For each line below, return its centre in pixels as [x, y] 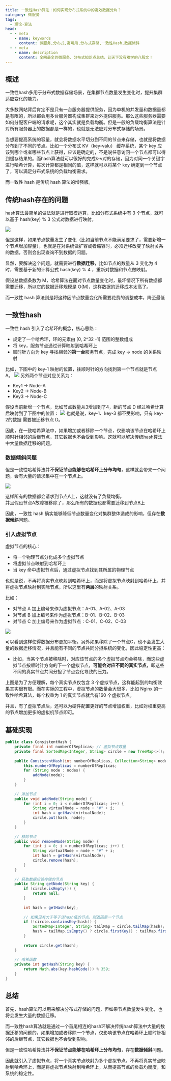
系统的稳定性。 [21, 1073]
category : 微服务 [22, 15]
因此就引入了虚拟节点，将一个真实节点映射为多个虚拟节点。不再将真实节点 [83, 1060]
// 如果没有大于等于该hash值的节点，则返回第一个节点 [73, 917]
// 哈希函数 [25, 960]
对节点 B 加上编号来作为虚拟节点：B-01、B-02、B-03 [69, 615]
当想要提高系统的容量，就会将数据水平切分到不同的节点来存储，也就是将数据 [85, 139]
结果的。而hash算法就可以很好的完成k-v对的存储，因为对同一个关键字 [92, 159]
